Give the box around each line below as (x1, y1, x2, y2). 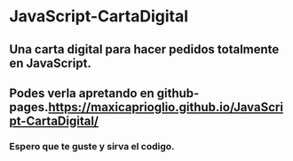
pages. (9, 100, 49, 115)
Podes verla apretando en (9, 85, 154, 101)
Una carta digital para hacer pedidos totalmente (9, 42, 280, 57)
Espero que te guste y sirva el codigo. (9, 140, 175, 152)
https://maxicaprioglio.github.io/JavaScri (48, 100, 284, 115)
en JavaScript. (9, 55, 91, 70)
